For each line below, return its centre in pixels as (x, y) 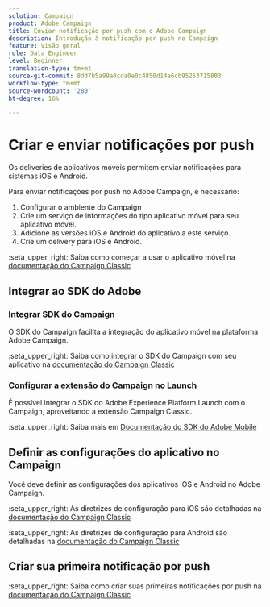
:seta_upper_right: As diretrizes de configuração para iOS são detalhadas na (135, 508)
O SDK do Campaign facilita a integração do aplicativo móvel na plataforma (133, 331)
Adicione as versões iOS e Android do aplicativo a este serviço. (125, 233)
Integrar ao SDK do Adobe (75, 291)
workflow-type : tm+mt (45, 83)
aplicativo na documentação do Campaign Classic (91, 364)
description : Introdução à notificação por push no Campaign (113, 38)
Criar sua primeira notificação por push (109, 566)
